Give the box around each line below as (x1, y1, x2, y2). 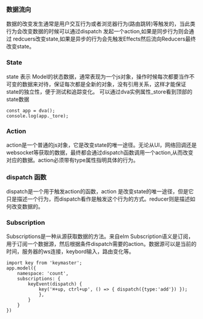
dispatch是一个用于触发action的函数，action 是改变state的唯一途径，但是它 (6, 188, 195, 195)
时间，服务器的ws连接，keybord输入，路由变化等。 (6, 248, 135, 255)
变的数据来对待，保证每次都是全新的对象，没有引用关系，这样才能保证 (11, 80, 186, 88)
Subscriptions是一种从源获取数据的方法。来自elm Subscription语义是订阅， (6, 233, 194, 240)
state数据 (6, 95, 30, 103)
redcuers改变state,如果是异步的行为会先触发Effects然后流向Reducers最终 (13, 35, 196, 43)
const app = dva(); (6, 108, 56, 114)
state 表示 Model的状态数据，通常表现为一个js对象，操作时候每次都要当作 (6, 72, 190, 80)
